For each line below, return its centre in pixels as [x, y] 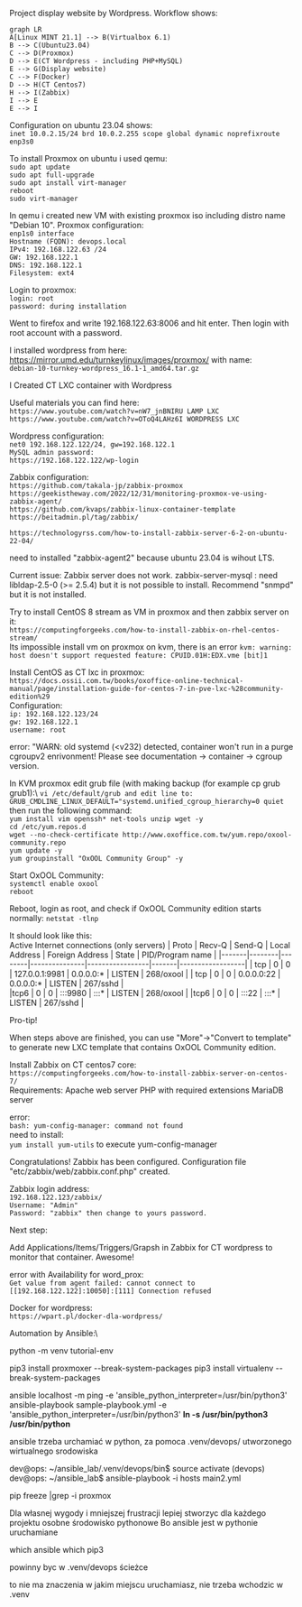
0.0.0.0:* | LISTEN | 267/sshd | [67, 984]
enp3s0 [22, 142]
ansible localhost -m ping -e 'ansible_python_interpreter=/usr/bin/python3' [148, 1395]
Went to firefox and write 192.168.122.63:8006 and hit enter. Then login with [150, 323]
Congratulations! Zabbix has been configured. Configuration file [128, 1162]
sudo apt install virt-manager [68, 183]
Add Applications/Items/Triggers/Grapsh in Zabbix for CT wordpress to [141, 1247]
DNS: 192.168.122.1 [46, 265]
